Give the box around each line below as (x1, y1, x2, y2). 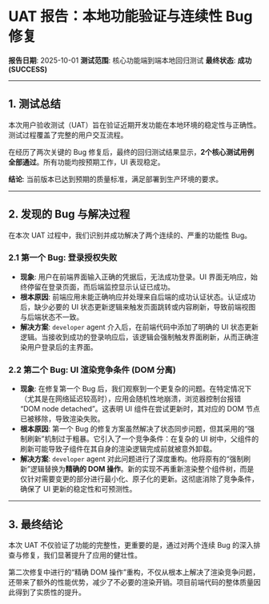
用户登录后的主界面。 (26, 342, 98, 351)
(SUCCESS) (8, 64, 48, 74)
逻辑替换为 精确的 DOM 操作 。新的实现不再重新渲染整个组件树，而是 (30, 464, 255, 474)
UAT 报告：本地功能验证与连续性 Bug (8, 7, 253, 26)
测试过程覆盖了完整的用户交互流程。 (8, 130, 128, 140)
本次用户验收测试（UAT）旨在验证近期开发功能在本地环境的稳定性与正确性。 (8, 120, 261, 129)
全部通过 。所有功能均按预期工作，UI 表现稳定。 (8, 157, 166, 167)
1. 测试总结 (8, 97, 62, 111)
